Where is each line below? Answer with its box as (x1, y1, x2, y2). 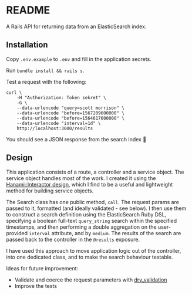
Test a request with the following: (6, 78, 87, 85)
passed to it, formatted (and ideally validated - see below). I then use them (6, 205, 187, 212)
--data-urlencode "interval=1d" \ (16, 120, 101, 126)
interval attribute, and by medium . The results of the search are (29, 229, 181, 236)
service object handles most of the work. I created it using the (6, 174, 156, 182)
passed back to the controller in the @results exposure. (6, 236, 140, 243)
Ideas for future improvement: (6, 265, 79, 272)
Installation (6, 40, 48, 50)
